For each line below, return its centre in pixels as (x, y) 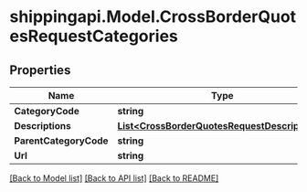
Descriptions (42, 126)
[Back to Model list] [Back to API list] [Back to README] (114, 178)
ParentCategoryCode (61, 141)
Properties (40, 70)
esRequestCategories (94, 36)
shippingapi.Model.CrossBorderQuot (153, 17)
